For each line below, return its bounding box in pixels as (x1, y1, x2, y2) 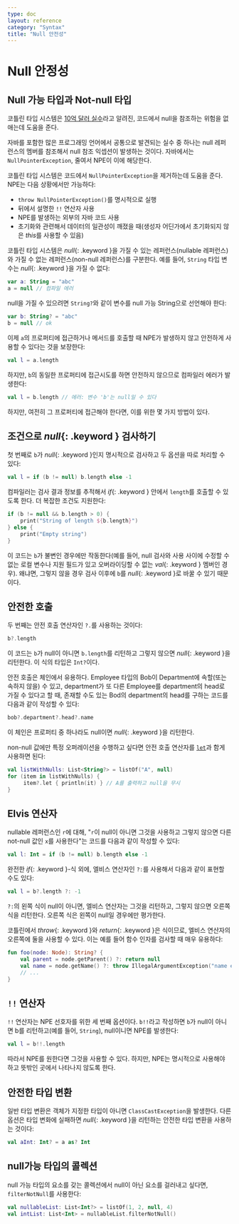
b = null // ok (7, 319, 53, 327)
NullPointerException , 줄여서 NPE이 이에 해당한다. (7, 156, 152, 165)
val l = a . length (7, 356, 59, 364)
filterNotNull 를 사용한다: (7, 1189, 82, 1198)
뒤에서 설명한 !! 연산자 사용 (17, 204, 95, 213)
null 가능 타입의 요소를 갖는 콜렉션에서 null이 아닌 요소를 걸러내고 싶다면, (7, 1180, 208, 1189)
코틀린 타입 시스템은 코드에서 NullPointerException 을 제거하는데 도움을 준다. (7, 171, 223, 180)
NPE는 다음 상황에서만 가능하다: (7, 180, 96, 189)
